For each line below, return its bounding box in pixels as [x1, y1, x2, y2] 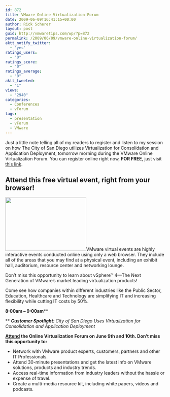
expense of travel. [12, 375, 51, 381]
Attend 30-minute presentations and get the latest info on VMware [12, 359, 152, 366]
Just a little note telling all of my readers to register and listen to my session [5, 139, 163, 145]
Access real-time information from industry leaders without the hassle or [12, 370, 165, 376]
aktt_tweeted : [5, 78, 36, 83]
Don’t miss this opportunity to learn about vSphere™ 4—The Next [5, 272, 141, 278]
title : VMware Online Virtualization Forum [5, 12, 99, 17]
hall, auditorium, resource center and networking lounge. [5, 262, 124, 269]
